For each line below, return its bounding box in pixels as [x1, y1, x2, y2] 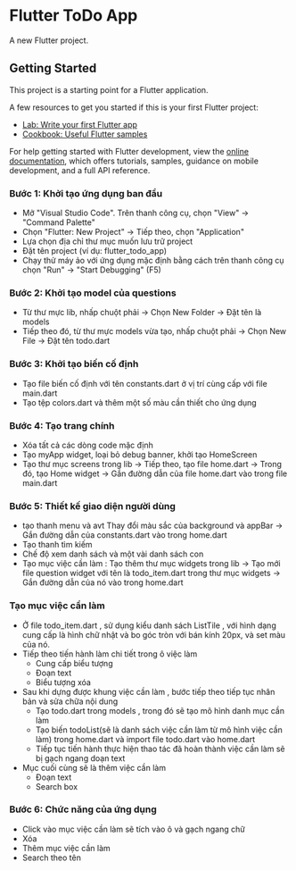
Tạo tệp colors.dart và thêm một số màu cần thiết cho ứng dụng [21, 397, 257, 407]
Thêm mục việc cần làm [21, 842, 111, 853]
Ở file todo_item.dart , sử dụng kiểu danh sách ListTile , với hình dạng [21, 620, 276, 631]
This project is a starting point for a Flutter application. [9, 84, 209, 95]
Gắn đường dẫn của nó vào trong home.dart [21, 577, 184, 588]
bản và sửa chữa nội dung [21, 696, 119, 707]
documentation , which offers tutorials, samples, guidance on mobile [9, 155, 259, 166]
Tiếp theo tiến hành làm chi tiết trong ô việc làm [21, 648, 198, 659]
